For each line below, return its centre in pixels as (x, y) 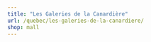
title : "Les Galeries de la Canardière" (68, 14)
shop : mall (23, 27)
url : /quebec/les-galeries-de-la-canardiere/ (75, 21)
